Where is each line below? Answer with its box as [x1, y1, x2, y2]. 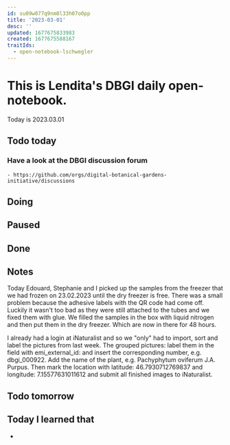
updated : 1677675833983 [7, 29, 76, 36]
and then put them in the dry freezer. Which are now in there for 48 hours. [7, 321, 217, 329]
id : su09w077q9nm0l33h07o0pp [7, 10, 91, 17]
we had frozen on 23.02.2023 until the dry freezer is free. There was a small [7, 291, 223, 299]
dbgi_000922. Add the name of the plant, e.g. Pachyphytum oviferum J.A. [7, 356, 216, 364]
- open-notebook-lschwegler [13, 49, 94, 56]
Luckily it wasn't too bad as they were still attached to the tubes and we [7, 306, 210, 315]
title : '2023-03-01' [7, 16, 67, 23]
